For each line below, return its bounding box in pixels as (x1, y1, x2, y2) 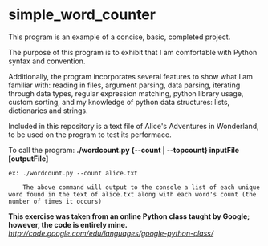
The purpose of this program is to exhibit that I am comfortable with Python (8, 47, 258, 57)
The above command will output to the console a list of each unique (22, 183, 261, 192)
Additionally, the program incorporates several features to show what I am (8, 71, 253, 81)
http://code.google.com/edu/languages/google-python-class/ (8, 228, 214, 238)
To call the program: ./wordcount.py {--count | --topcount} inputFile (8, 145, 239, 155)
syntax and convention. (8, 56, 86, 66)
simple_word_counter (8, 6, 156, 24)
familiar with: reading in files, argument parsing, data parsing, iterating (8, 80, 241, 90)
